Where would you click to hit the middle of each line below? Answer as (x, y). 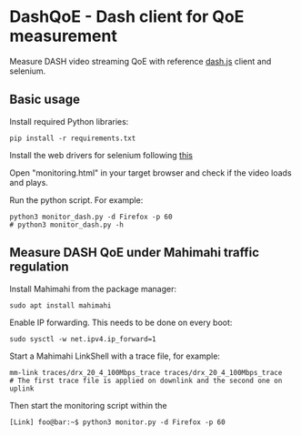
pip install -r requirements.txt (73, 138)
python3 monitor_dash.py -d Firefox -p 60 (91, 217)
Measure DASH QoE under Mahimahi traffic (135, 253)
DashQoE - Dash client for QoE (127, 17)
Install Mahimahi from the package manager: (93, 289)
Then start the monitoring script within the (88, 405)
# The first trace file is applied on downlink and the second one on (146, 380)
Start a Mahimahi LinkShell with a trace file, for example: (115, 356)
